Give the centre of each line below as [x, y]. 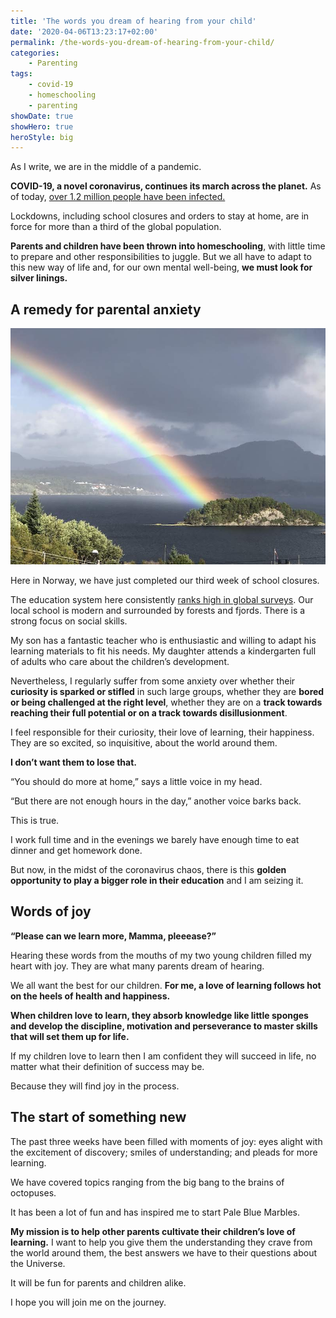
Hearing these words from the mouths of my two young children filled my [161, 955]
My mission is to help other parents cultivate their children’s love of [153, 1231]
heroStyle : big [42, 137]
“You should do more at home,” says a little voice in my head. [136, 782]
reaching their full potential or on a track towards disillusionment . [149, 713]
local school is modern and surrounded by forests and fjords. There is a [158, 611]
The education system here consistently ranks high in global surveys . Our [162, 600]
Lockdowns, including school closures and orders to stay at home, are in [160, 216]
